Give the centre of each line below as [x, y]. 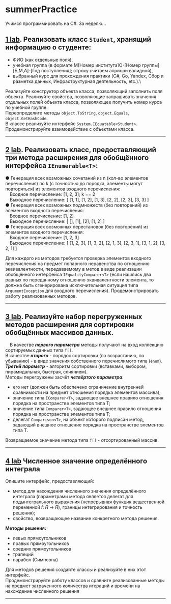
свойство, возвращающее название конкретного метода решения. [86, 519]
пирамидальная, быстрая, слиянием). [47, 372]
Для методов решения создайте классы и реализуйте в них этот [76, 570]
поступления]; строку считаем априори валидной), [97, 70]
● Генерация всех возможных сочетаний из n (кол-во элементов [77, 178]
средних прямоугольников [42, 549]
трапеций [23, 554]
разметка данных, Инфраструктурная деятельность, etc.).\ [77, 81]
